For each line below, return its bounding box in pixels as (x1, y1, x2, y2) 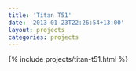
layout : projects (8, 26, 65, 34)
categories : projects (8, 33, 79, 41)
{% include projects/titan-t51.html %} (8, 55, 129, 64)
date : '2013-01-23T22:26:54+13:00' (8, 19, 125, 27)
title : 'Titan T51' (8, 11, 72, 20)
